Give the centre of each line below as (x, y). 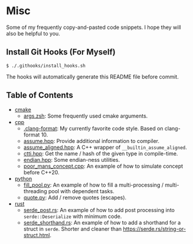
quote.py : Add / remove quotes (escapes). (75, 197)
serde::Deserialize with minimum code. (73, 216)
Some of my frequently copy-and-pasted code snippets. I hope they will (94, 27)
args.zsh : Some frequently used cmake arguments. (86, 116)
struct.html (37, 235)
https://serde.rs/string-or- (154, 229)
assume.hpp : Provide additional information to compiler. (91, 141)
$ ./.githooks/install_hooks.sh (46, 66)
